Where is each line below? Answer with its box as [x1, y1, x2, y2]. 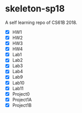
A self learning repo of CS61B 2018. [5, 19, 78, 25]
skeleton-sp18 [5, 3, 65, 14]
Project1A [12, 97, 32, 103]
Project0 [12, 91, 30, 97]
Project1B [12, 102, 32, 108]
